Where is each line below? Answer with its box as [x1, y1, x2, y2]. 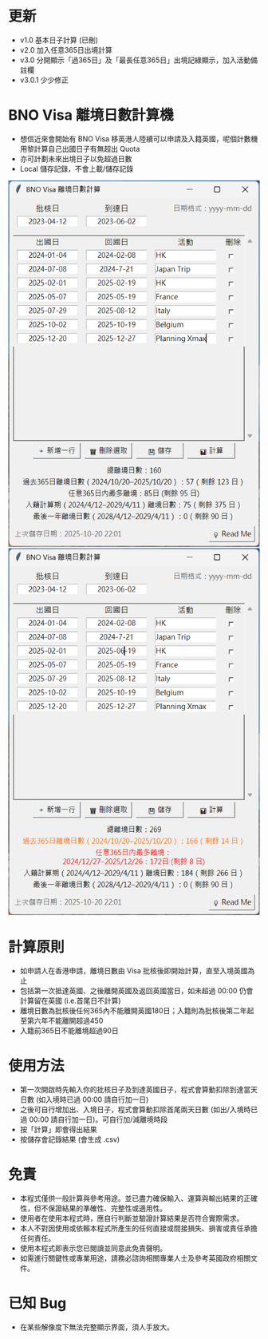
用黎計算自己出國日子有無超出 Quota [19, 144, 140, 153]
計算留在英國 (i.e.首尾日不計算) [19, 996, 121, 1005]
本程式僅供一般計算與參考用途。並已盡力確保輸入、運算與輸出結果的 [19, 1193, 244, 1202]
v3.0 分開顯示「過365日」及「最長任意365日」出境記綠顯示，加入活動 [19, 55, 251, 65]
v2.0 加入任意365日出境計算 [19, 45, 113, 54]
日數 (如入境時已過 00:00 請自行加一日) [19, 1095, 149, 1104]
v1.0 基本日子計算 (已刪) [19, 35, 98, 45]
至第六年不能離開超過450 [19, 1016, 104, 1025]
